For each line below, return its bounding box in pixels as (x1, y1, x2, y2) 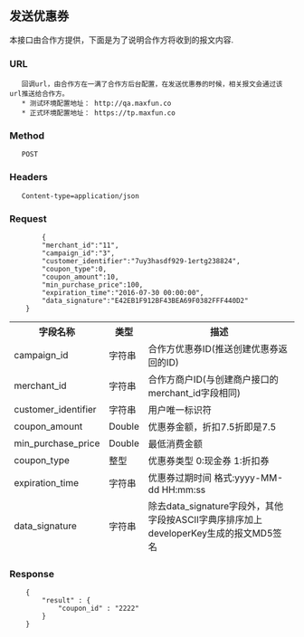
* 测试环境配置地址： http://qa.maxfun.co (21, 99, 172, 109)
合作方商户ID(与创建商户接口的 (147, 374, 279, 385)
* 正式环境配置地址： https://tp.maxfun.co (21, 109, 176, 118)
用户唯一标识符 (147, 404, 213, 416)
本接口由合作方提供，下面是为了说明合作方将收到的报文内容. (9, 34, 234, 45)
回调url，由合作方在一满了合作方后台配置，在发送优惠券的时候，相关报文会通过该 (21, 80, 283, 89)
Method (9, 129, 45, 142)
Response (9, 567, 54, 580)
